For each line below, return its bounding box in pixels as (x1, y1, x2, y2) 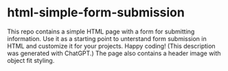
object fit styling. (7, 56, 55, 64)
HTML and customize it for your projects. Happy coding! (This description (7, 42, 216, 50)
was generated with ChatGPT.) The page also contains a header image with (7, 49, 221, 57)
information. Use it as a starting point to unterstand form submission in (7, 34, 207, 42)
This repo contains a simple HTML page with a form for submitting (7, 27, 195, 35)
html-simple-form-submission (7, 5, 185, 20)
